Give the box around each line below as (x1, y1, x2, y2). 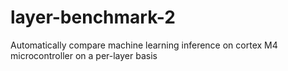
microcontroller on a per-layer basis (10, 49, 158, 61)
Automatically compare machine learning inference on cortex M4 (10, 39, 278, 51)
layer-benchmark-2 (10, 6, 176, 29)
